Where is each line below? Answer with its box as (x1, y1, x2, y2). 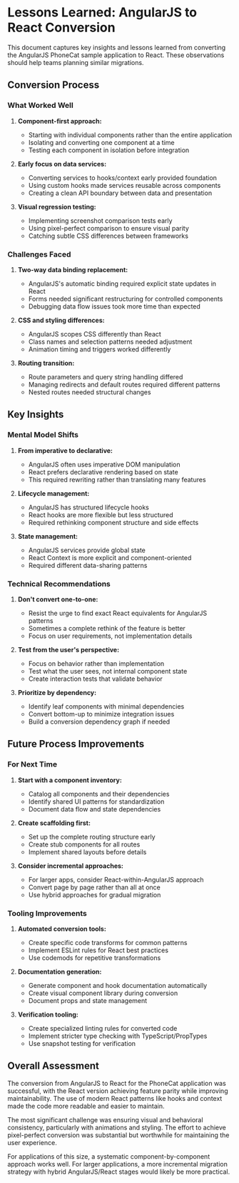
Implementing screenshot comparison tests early (28, 216, 173, 225)
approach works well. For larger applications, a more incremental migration (7, 1159, 228, 1168)
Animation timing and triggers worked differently (28, 344, 171, 354)
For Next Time (7, 759, 58, 769)
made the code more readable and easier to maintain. (7, 1102, 166, 1110)
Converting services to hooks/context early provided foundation (28, 173, 218, 182)
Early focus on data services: (17, 159, 107, 168)
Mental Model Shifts (7, 430, 78, 440)
